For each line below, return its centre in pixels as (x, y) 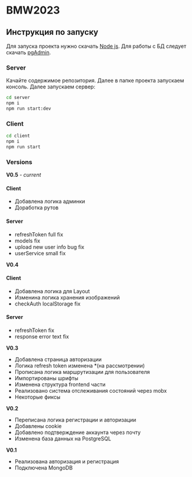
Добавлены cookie (38, 426)
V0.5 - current (24, 175)
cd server (18, 98)
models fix (27, 241)
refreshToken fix (34, 330)
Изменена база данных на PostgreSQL (63, 438)
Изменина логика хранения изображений (67, 297)
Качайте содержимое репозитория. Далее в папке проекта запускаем (95, 81)
